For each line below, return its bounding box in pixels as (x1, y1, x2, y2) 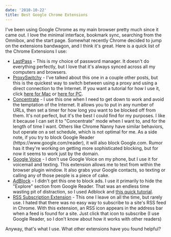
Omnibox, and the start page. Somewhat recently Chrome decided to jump (5, 37, 162, 44)
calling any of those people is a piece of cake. (12, 172, 110, 178)
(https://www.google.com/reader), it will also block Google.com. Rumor (12, 139, 163, 146)
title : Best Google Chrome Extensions (5, 12, 88, 17)
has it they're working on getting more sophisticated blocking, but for (12, 145, 159, 151)
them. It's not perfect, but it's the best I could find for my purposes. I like (12, 112, 165, 118)
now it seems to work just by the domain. (12, 150, 100, 157)
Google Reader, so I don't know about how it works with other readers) (12, 216, 162, 222)
